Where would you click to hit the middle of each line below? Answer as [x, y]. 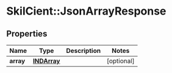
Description [84, 51]
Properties [27, 34]
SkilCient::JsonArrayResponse [86, 11]
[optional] [121, 61]
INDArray [46, 61]
